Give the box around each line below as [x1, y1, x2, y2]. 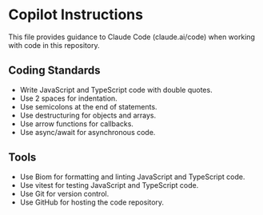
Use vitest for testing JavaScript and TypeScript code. [19, 180, 199, 189]
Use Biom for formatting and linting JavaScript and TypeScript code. [19, 172, 245, 181]
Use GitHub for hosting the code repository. [19, 197, 165, 207]
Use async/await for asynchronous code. [19, 127, 156, 137]
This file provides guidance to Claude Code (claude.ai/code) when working [8, 32, 256, 42]
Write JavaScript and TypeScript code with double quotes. [19, 85, 213, 94]
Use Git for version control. [19, 189, 110, 198]
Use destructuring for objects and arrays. [19, 110, 157, 120]
